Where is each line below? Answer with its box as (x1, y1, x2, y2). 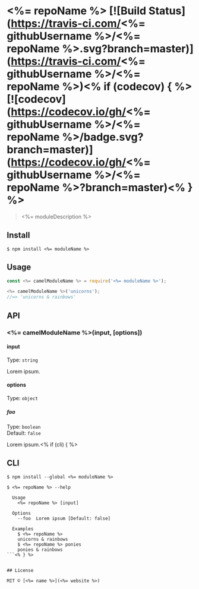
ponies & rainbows (17, 546, 63, 553)
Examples (12, 525, 34, 532)
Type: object (7, 394, 38, 401)
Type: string (7, 356, 38, 363)
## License (7, 567, 34, 574)
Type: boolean (7, 423, 41, 430)
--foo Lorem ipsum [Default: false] (17, 515, 111, 521)
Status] (148, 4, 186, 18)
